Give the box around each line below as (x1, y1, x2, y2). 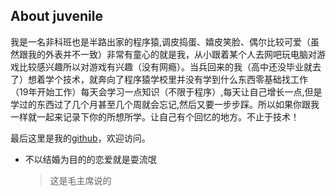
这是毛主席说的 (49, 174, 112, 186)
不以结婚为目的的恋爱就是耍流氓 (24, 153, 157, 165)
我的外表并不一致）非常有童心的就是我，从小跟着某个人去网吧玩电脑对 (27, 48, 317, 60)
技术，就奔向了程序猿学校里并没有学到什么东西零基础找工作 (62, 73, 308, 85)
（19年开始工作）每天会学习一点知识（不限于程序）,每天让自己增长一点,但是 (10, 85, 323, 98)
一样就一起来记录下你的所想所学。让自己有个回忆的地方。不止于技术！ (10, 110, 300, 123)
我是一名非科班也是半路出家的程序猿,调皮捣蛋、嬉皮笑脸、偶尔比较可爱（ (10, 35, 312, 48)
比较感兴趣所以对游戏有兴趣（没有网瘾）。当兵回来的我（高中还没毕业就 (18, 60, 313, 73)
